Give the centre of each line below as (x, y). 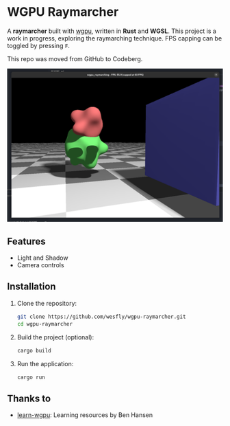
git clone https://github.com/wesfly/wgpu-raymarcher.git (101, 317)
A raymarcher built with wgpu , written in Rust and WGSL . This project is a (112, 31)
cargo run (31, 377)
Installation (31, 287)
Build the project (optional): (55, 337)
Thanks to (29, 398)
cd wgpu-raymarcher (45, 324)
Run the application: (45, 363)
